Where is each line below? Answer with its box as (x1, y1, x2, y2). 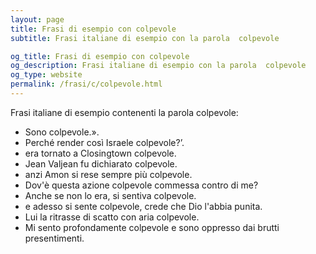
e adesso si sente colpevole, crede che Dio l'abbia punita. (24, 200, 263, 212)
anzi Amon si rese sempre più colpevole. (24, 168, 193, 180)
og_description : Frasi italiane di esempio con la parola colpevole (10, 61, 307, 71)
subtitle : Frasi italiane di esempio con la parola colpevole (10, 33, 280, 43)
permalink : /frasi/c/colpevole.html (10, 79, 163, 90)
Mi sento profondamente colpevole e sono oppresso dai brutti (24, 221, 280, 233)
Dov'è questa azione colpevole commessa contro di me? (24, 179, 259, 191)
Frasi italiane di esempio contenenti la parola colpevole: (10, 106, 239, 118)
